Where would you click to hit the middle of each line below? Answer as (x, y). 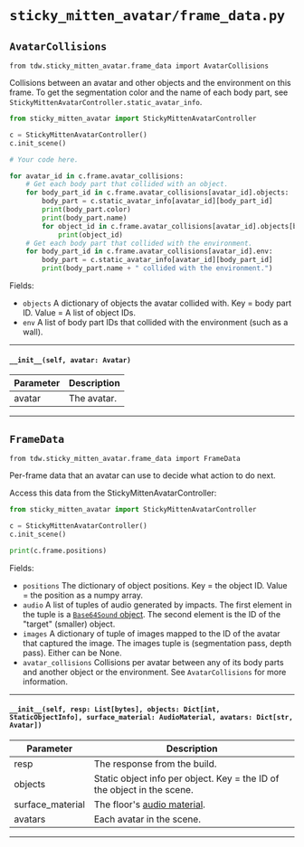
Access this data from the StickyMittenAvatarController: (113, 493)
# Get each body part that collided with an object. (127, 184)
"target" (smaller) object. (69, 624)
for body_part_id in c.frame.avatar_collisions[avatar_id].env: (149, 251)
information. (45, 682)
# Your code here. (44, 160)
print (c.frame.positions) (58, 551)
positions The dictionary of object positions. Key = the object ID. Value (155, 585)
